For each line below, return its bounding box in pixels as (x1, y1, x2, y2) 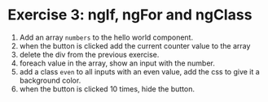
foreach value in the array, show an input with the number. (19, 58, 215, 68)
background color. (19, 75, 81, 85)
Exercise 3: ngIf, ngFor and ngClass (7, 6, 253, 24)
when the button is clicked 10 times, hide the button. (19, 83, 195, 94)
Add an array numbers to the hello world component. (19, 32, 193, 42)
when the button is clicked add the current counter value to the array (19, 40, 251, 50)
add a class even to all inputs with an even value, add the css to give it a (19, 66, 260, 76)
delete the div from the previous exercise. (19, 49, 160, 59)
